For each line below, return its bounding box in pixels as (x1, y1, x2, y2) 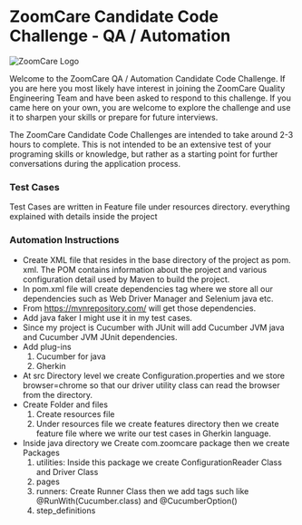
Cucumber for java (35, 351, 106, 362)
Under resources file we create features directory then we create (35, 418, 279, 429)
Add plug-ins (22, 341, 72, 352)
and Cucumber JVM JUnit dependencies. (22, 331, 178, 342)
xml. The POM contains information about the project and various (22, 264, 268, 275)
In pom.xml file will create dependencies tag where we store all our (22, 283, 274, 294)
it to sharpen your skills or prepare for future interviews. (9, 112, 219, 122)
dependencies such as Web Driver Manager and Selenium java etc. (22, 293, 274, 304)
